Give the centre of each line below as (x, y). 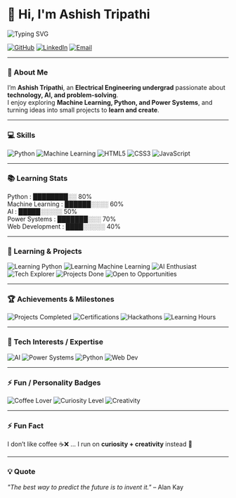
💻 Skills (21, 135)
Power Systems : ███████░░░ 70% (62, 219)
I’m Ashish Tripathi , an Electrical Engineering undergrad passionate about (117, 88)
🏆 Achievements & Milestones (61, 300)
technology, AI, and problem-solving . (63, 95)
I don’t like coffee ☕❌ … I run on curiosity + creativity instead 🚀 (100, 444)
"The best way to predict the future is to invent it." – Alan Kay (96, 487)
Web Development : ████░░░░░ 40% (64, 226)
